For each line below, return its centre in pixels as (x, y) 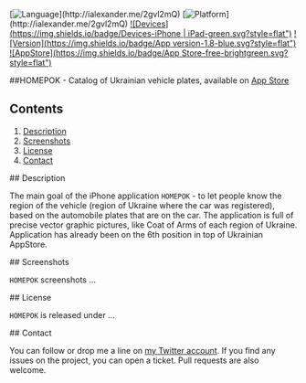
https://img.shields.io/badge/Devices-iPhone (96, 33)
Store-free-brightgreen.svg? (235, 53)
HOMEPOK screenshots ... (53, 280)
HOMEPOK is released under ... (63, 314)
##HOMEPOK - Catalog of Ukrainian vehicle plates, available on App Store (149, 80)
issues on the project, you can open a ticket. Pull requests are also (134, 360)
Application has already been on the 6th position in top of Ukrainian (136, 234)
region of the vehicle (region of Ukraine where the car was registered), (142, 205)
